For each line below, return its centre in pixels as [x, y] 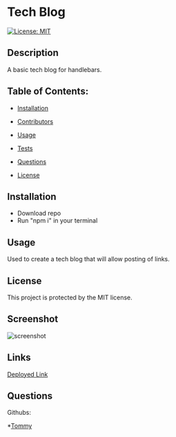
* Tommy [20, 426]
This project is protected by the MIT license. [70, 297]
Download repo [39, 213]
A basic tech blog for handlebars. [55, 69]
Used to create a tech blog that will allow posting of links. [89, 259]
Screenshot [33, 319]
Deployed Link [28, 374]
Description [33, 53]
